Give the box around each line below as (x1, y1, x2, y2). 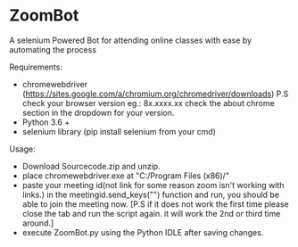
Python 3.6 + (21, 117, 70, 128)
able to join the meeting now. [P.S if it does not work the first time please (21, 198, 290, 210)
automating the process (9, 44, 96, 54)
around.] (21, 218, 54, 228)
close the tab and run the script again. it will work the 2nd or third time (21, 208, 281, 218)
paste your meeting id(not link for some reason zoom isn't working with (21, 179, 285, 190)
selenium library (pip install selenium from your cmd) (21, 126, 217, 136)
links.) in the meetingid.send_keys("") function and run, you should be (21, 189, 279, 200)
